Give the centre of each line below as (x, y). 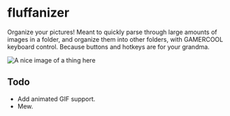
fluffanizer (38, 13)
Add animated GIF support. (56, 99)
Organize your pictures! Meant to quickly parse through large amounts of (112, 32)
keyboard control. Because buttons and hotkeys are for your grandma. (108, 47)
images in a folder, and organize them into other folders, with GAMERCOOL (115, 39)
